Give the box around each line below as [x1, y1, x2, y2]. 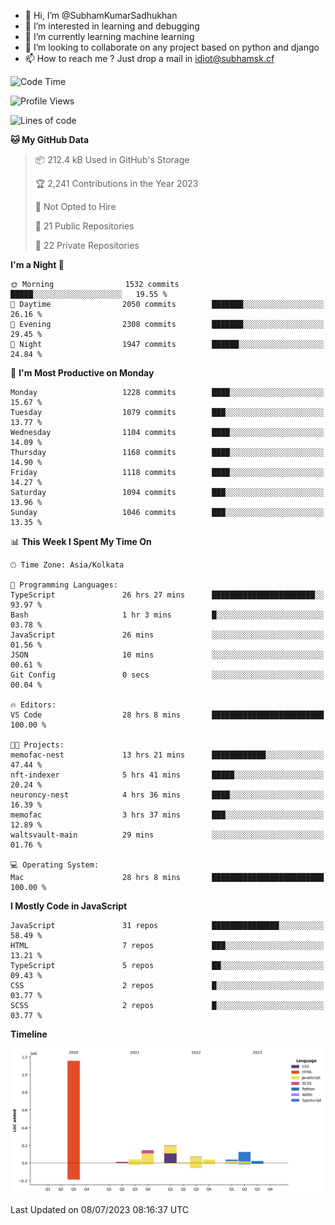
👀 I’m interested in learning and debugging [24, 20, 200, 32]
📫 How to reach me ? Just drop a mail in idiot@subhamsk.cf [24, 53, 275, 64]
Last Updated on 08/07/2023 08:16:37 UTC [10, 1203, 190, 1215]
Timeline [10, 1028, 48, 1040]
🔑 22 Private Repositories [34, 240, 140, 251]
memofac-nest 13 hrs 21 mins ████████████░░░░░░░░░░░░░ [10, 750, 325, 760]
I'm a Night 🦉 [10, 259, 65, 270]
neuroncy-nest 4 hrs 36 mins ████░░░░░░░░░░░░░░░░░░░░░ [10, 790, 325, 800]
